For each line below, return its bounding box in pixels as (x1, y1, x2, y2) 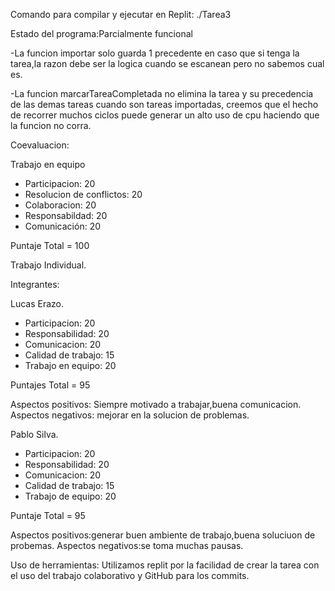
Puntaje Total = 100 (10, 240, 90, 251)
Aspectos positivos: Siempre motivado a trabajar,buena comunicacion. (10, 399, 302, 410)
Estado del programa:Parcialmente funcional (10, 28, 193, 39)
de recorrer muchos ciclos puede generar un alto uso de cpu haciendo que (10, 109, 320, 121)
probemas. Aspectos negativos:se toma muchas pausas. (10, 540, 244, 551)
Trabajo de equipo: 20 (24, 490, 117, 502)
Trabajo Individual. (10, 259, 87, 271)
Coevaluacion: (10, 139, 70, 151)
